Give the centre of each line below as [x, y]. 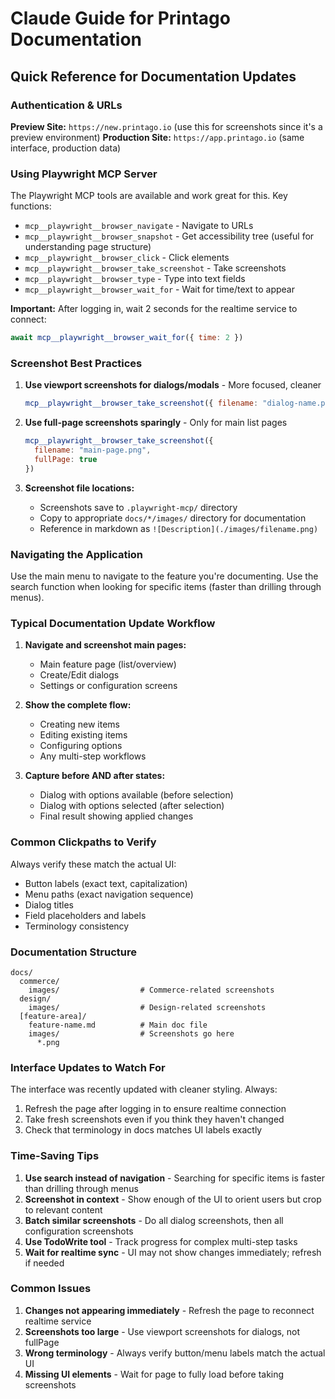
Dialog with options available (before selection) [136, 795]
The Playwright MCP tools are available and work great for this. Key [149, 196]
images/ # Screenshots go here [131, 1033]
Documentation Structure [73, 952]
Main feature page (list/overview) [108, 664]
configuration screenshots [79, 1231]
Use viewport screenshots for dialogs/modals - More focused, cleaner [173, 385]
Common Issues [51, 1289]
